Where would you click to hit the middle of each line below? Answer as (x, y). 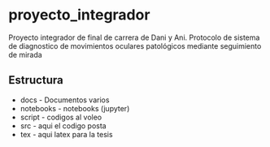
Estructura (36, 80)
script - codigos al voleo (61, 117)
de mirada (25, 54)
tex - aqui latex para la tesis (66, 134)
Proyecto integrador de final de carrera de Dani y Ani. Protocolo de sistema (134, 37)
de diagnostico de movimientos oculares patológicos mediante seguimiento (135, 45)
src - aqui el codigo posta (63, 125)
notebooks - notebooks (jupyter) (75, 108)
